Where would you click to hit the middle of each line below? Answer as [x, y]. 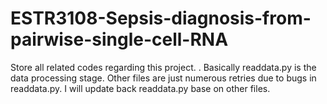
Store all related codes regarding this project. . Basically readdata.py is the [163, 67]
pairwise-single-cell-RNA [119, 39]
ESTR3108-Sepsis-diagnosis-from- [161, 18]
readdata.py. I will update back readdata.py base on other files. [140, 88]
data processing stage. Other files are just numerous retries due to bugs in [163, 78]
